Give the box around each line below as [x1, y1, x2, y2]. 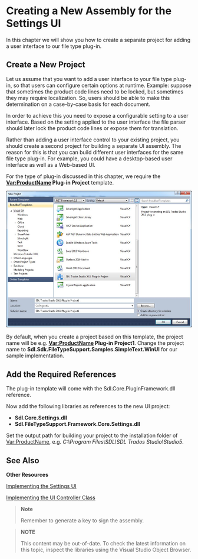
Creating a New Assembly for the [6, 4, 172, 18]
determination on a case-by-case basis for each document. [6, 101, 151, 108]
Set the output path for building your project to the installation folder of [6, 432, 178, 439]
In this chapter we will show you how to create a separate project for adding [6, 36, 190, 43]
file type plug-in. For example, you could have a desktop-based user [6, 155, 173, 162]
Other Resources [6, 471, 49, 478]
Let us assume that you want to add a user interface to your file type [6, 75, 173, 82]
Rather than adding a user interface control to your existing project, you [6, 136, 180, 143]
